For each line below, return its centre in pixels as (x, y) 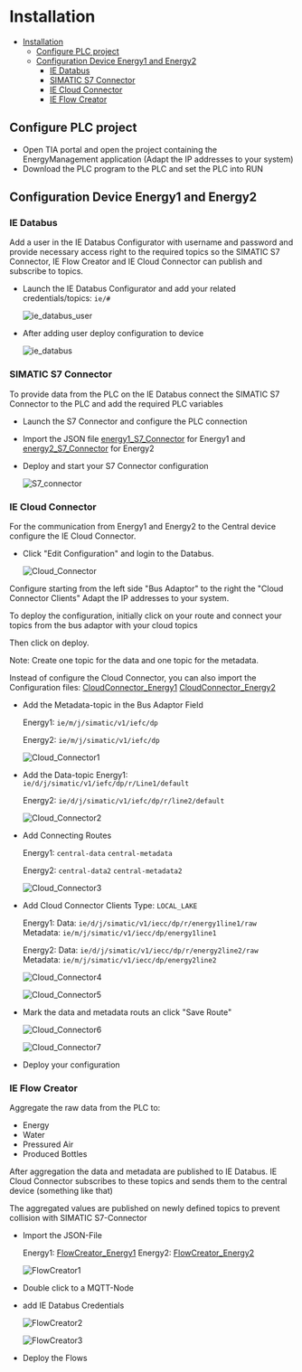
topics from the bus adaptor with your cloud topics (104, 625)
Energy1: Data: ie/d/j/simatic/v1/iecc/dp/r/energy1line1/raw (140, 923)
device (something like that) (61, 1191)
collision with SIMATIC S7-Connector (78, 1218)
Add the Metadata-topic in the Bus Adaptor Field (113, 705)
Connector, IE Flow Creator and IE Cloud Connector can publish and (136, 262)
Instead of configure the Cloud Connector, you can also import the (133, 678)
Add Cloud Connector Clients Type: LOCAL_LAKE (110, 906)
